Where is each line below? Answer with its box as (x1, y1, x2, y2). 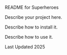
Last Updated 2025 (5, 44, 45, 50)
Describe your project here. (5, 14, 62, 20)
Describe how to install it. (5, 24, 58, 30)
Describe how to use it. (5, 34, 53, 40)
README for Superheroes (5, 5, 59, 10)
